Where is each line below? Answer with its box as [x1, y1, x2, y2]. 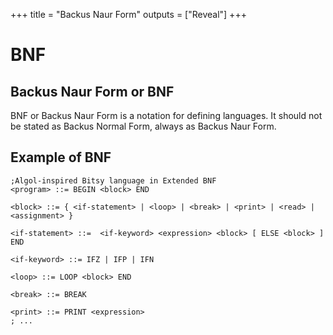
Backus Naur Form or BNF [10, 83, 175, 100]
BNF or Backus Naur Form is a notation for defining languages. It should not [10, 110, 323, 121]
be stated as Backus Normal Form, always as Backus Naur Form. [10, 120, 277, 132]
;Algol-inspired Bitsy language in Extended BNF [10, 175, 217, 186]
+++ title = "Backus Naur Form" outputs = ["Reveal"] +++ [10, 9, 247, 20]
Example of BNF [10, 149, 112, 166]
